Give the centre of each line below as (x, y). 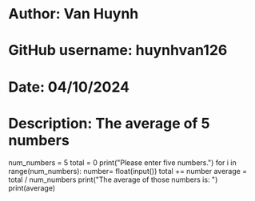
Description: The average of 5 (109, 123)
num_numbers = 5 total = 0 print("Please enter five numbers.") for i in (123, 162)
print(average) (32, 187)
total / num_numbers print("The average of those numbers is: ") (113, 179)
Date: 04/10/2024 (69, 87)
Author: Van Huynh (74, 14)
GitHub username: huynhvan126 (118, 51)
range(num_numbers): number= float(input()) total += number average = (128, 171)
